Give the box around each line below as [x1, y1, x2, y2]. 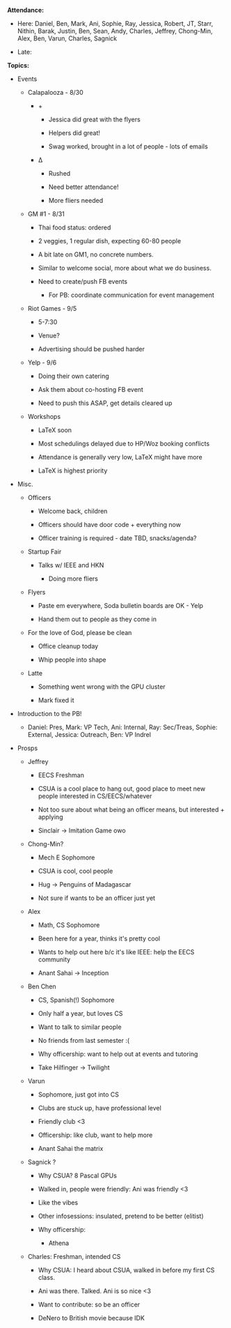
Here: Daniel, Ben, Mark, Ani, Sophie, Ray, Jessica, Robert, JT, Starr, [17, 20, 214, 27]
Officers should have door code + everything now [38, 521, 181, 528]
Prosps [17, 744, 38, 752]
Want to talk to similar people [38, 1023, 122, 1031]
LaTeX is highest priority [38, 466, 108, 475]
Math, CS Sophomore [38, 921, 100, 929]
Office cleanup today [38, 642, 99, 650]
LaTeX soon [38, 426, 72, 434]
